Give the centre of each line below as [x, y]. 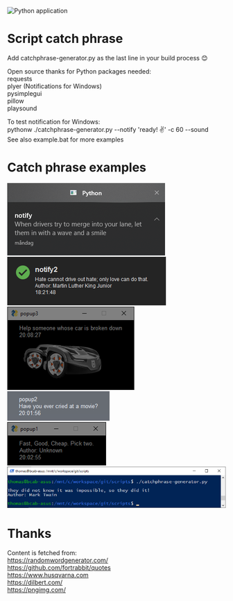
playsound [22, 108]
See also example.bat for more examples [66, 139]
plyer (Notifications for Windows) [55, 86]
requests [20, 78]
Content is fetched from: [42, 553]
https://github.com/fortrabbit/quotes [59, 568]
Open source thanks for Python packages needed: [79, 71]
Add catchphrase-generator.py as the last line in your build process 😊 [107, 58]
